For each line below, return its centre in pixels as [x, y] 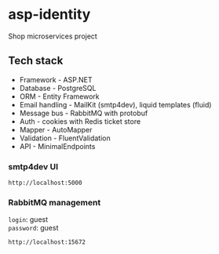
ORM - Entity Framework [59, 96]
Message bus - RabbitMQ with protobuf [84, 113]
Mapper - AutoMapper [56, 129]
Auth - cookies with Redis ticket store [80, 121]
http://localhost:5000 [45, 183]
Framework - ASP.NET [56, 79]
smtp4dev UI [33, 166]
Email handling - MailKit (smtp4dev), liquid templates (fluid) [115, 104]
